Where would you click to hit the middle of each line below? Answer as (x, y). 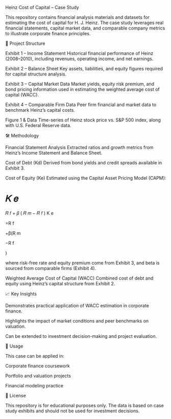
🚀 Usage (14, 346)
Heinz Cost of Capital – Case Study (42, 7)
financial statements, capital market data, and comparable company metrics (85, 28)
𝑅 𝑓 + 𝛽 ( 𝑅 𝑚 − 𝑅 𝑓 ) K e (30, 213)
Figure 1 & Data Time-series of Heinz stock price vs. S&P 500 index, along (83, 120)
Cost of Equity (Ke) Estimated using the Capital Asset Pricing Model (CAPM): (86, 178)
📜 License (16, 396)
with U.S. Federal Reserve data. (38, 125)
